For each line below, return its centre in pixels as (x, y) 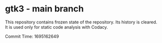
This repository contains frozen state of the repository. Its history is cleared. (81, 22)
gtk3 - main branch (45, 9)
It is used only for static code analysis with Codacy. (56, 27)
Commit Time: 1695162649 (32, 36)
